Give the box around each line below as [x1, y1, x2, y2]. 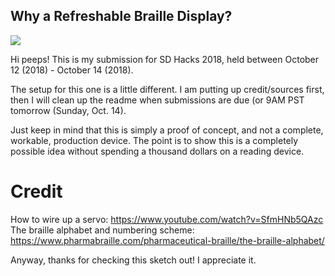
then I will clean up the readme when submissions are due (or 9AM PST [10, 94, 305, 106]
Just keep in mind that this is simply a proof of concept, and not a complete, [10, 124, 324, 136]
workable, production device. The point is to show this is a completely [10, 134, 299, 146]
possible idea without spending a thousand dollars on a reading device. [10, 145, 305, 157]
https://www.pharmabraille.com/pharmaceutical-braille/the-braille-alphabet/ [10, 234, 325, 246]
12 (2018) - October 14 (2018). [10, 64, 134, 76]
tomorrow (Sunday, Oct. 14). [10, 104, 127, 116]
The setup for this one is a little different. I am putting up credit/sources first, [10, 83, 325, 95]
